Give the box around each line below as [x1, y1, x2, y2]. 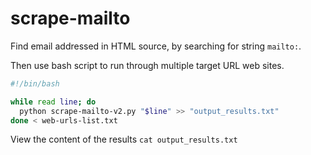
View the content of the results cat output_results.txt [10, 133, 238, 146]
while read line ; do [10, 97, 97, 107]
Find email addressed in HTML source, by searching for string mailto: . [10, 40, 302, 52]
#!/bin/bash [10, 78, 60, 89]
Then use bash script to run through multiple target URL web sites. [10, 59, 285, 71]
